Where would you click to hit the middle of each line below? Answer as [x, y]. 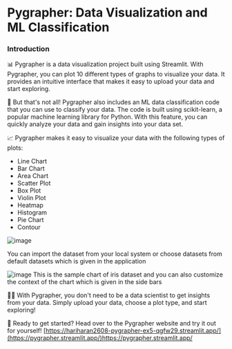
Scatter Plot [34, 183]
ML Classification [58, 27]
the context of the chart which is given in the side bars [85, 282]
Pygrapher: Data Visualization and [108, 13]
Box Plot [29, 190]
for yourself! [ [27, 331]
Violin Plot [31, 198]
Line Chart [32, 161]
